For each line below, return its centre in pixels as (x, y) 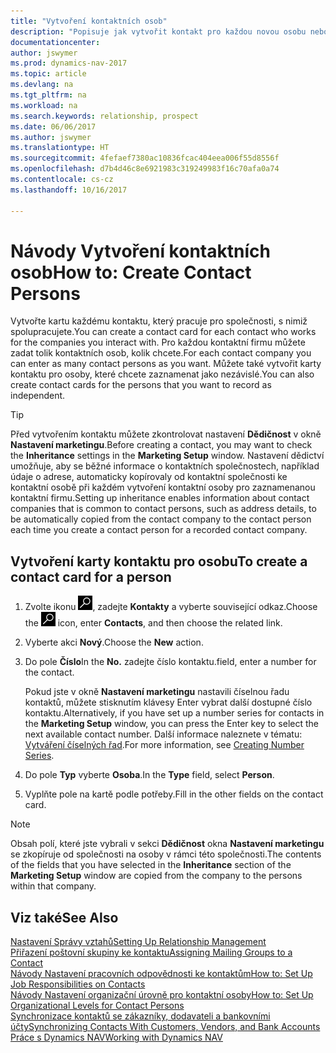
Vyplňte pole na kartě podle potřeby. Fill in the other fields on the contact (174, 794)
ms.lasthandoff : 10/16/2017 (69, 190)
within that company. (53, 886)
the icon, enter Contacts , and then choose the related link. (153, 623)
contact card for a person (91, 576)
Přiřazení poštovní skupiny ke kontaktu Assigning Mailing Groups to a (151, 952)
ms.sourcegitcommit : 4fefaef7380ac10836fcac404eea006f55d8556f (145, 158)
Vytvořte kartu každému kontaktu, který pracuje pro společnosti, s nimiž (159, 321)
